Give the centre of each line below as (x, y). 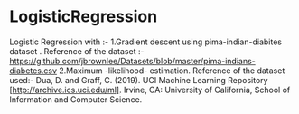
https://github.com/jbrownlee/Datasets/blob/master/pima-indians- (132, 61)
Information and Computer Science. (76, 99)
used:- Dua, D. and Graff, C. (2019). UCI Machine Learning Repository (139, 80)
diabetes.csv (33, 71)
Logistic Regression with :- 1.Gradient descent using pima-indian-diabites (146, 42)
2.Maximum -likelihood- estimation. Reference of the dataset (172, 71)
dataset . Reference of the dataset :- (77, 51)
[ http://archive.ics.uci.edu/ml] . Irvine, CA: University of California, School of (150, 90)
